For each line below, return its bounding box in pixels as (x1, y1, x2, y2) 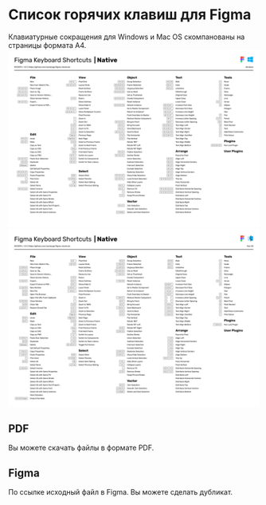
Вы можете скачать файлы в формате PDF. (8, 443, 155, 452)
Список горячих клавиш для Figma (8, 6, 252, 24)
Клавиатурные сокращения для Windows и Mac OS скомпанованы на (8, 32, 245, 41)
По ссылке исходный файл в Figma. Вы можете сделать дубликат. (8, 487, 233, 497)
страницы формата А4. (8, 40, 87, 49)
